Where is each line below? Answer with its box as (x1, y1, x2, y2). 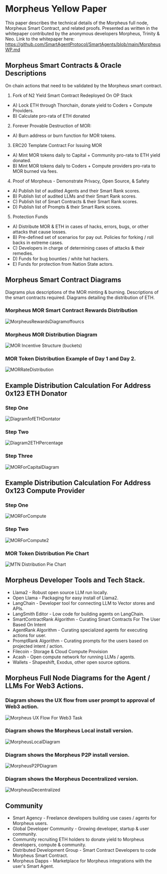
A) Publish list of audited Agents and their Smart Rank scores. (12, 187, 141, 193)
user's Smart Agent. (12, 863, 54, 869)
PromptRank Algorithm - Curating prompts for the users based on (12, 638, 148, 644)
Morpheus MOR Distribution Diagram (5, 331, 98, 338)
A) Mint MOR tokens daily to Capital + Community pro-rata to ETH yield (12, 152, 160, 158)
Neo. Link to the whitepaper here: (5, 36, 74, 42)
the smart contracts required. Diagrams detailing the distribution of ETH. (5, 294, 155, 301)
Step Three (5, 453, 33, 460)
